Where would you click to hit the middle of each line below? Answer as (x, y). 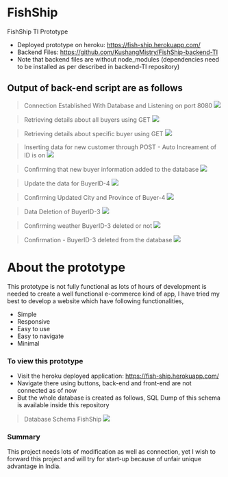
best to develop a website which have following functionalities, (96, 301)
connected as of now (47, 390)
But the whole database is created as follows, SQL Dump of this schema (119, 398)
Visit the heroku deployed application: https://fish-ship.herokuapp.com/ (118, 376)
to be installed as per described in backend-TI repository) (98, 66)
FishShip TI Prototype (38, 31)
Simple (27, 314)
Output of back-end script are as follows (95, 88)
